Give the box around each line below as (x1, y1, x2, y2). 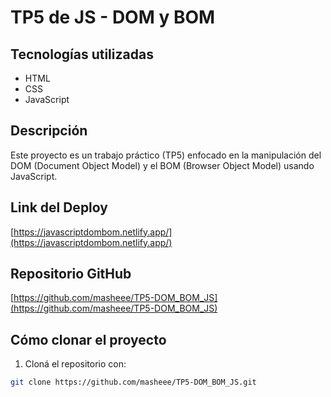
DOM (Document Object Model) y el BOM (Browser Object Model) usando (10, 159, 315, 171)
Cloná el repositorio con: (24, 358, 127, 370)
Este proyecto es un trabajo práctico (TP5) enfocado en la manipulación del (10, 149, 322, 161)
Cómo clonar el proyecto (10, 331, 167, 348)
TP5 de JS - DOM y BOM (10, 6, 216, 29)
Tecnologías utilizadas (10, 46, 154, 63)
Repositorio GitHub (10, 266, 132, 283)
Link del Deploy (10, 199, 108, 216)
